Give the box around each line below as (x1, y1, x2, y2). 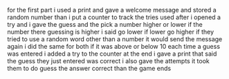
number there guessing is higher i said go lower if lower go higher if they (7, 27, 214, 36)
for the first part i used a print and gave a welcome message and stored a (7, 6, 217, 14)
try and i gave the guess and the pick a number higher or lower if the (7, 21, 203, 28)
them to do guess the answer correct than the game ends (7, 65, 172, 72)
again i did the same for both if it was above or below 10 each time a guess (7, 43, 220, 50)
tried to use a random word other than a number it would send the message (7, 35, 223, 43)
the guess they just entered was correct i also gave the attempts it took (7, 57, 210, 65)
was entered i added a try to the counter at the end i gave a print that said (7, 49, 217, 58)
